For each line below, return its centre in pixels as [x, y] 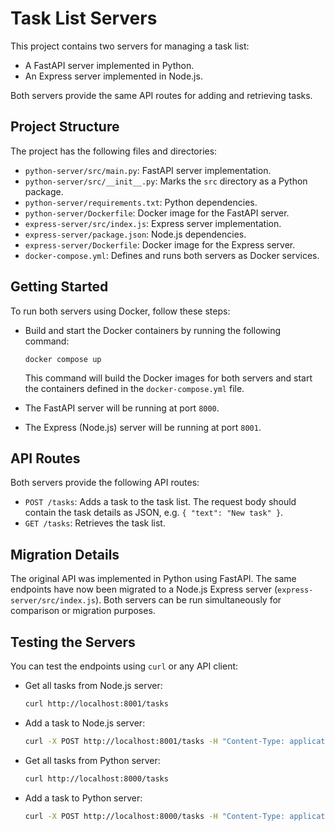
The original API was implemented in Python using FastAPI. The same [153, 579]
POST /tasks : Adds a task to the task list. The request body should [160, 502]
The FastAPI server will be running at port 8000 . [122, 408]
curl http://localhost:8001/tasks [96, 704]
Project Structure [65, 127]
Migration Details [65, 554]
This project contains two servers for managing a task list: [130, 46]
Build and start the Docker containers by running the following [152, 330]
